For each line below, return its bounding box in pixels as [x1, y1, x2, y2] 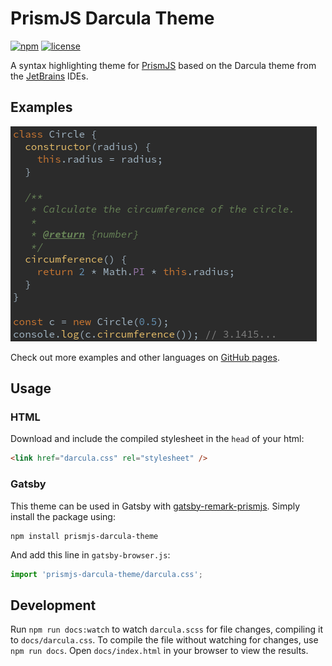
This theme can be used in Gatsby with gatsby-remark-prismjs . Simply [10, 500, 301, 512]
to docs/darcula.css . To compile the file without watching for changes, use [10, 634, 319, 646]
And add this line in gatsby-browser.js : [10, 548, 171, 561]
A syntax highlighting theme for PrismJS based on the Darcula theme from [10, 59, 317, 71]
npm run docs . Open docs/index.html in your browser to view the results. [10, 645, 309, 657]
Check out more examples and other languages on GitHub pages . [10, 351, 280, 363]
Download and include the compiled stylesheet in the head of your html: [10, 433, 305, 445]
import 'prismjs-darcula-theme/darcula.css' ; [10, 569, 203, 579]
